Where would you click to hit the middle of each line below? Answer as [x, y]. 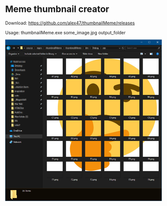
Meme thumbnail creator [57, 9]
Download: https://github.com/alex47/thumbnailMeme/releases [70, 23]
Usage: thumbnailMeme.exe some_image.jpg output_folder [65, 32]
